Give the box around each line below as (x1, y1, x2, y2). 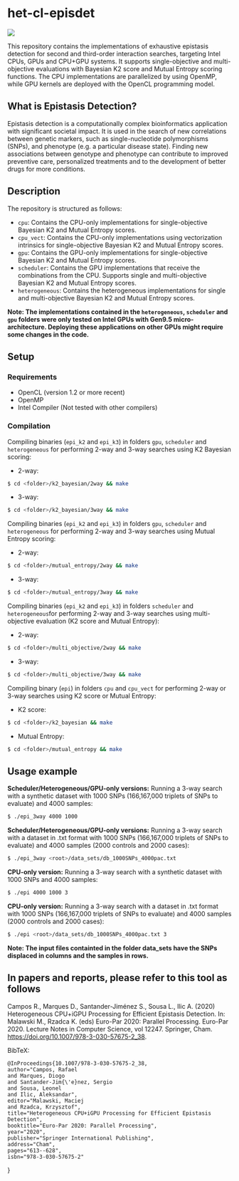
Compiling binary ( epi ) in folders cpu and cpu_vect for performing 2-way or (7, 683, 226, 692)
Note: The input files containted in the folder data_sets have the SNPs (7, 943, 218, 952)
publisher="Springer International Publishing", (7, 1134, 154, 1142)
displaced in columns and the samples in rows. (7, 951, 149, 960)
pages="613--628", (7, 1147, 62, 1154)
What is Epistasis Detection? (7, 100, 137, 112)
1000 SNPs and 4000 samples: (7, 876, 98, 884)
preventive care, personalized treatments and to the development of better (7, 157, 226, 165)
